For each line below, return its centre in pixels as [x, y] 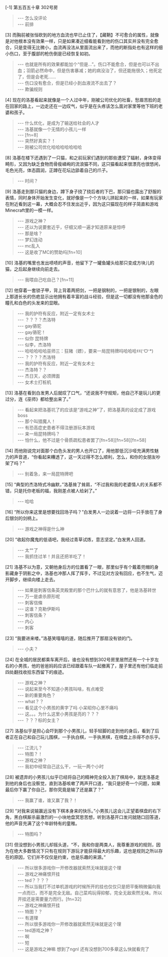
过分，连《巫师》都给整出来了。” [38, 399]
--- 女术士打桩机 [34, 382]
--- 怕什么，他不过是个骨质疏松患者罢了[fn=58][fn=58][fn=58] [82, 440]
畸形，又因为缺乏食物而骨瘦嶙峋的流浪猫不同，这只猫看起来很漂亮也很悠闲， [84, 164]
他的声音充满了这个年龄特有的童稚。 [42, 823]
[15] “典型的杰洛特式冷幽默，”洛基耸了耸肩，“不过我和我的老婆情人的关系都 [81, 485]
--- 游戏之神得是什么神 [41, 529]
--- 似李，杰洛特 [34, 345]
